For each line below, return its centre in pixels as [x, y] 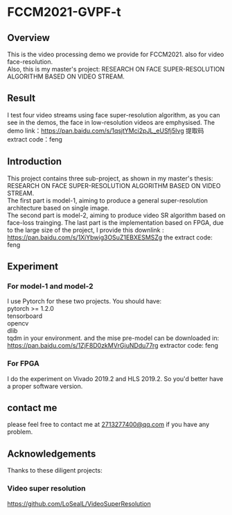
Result [21, 98]
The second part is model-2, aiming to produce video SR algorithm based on [116, 215]
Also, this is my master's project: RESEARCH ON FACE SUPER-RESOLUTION [116, 69]
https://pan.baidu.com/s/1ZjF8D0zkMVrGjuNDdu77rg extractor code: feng [113, 346]
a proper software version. [45, 386]
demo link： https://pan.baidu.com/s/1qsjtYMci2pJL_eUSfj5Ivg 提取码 [106, 130]
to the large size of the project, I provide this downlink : [86, 230]
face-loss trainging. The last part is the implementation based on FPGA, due [115, 222]
